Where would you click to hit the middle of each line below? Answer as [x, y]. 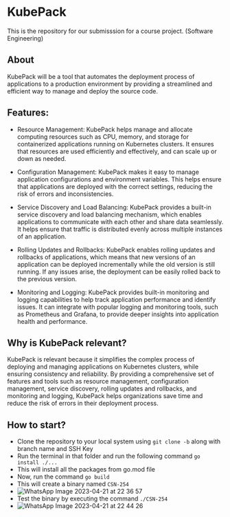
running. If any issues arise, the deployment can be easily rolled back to [119, 272]
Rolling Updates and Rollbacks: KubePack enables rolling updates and [116, 250]
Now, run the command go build [63, 477]
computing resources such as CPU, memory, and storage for [103, 136]
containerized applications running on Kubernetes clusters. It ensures [115, 144]
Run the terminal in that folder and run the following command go [108, 456]
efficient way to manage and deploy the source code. [82, 91]
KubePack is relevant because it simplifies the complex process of [101, 360]
